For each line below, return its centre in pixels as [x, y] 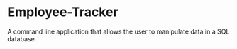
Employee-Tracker [63, 12]
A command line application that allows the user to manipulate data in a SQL [118, 31]
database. [22, 38]
